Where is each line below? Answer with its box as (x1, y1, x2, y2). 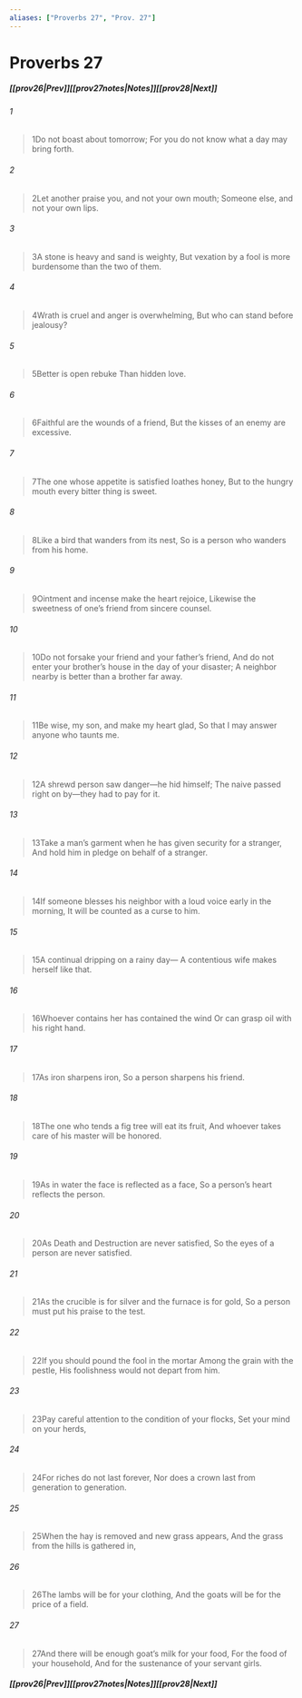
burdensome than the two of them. (31, 261, 161, 272)
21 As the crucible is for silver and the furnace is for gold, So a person (31, 1296, 291, 1307)
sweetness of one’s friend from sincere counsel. (31, 603, 212, 614)
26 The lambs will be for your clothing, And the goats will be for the (31, 1589, 281, 1600)
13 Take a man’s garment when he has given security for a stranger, (31, 837, 283, 848)
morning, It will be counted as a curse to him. (31, 906, 200, 917)
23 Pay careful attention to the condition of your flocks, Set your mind (31, 1414, 290, 1425)
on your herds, (31, 1423, 87, 1434)
